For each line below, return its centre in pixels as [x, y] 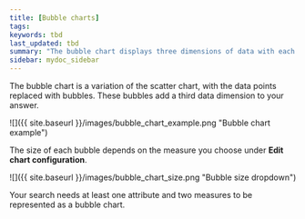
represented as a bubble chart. [67, 204]
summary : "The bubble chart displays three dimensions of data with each [152, 52]
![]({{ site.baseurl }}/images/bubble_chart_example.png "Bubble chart [140, 123]
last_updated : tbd [44, 43]
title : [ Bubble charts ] [55, 18]
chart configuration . [48, 159]
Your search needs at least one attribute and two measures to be [131, 195]
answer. [24, 105]
